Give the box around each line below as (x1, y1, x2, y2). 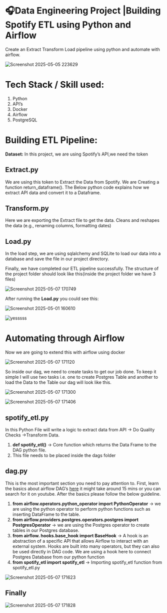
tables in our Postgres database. (12, 527, 79, 533)
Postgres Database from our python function (12, 554, 105, 560)
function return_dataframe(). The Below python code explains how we (5, 184, 149, 190)
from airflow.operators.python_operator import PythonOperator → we (12, 501, 161, 507)
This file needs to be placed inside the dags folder (12, 452, 116, 458)
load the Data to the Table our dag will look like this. (5, 379, 111, 385)
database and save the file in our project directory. (5, 256, 109, 262)
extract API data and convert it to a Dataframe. (5, 190, 101, 196)
